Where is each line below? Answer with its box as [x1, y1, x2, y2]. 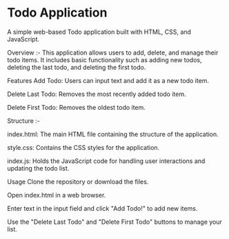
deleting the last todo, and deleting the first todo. [7, 63, 146, 71]
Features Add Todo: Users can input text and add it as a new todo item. [7, 76, 209, 84]
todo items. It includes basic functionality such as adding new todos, [7, 55, 202, 64]
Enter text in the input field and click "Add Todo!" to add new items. [7, 204, 198, 212]
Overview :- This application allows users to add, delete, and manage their [7, 48, 219, 57]
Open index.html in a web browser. [7, 191, 106, 199]
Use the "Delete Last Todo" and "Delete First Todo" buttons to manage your [7, 218, 223, 226]
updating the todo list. [7, 164, 70, 172]
